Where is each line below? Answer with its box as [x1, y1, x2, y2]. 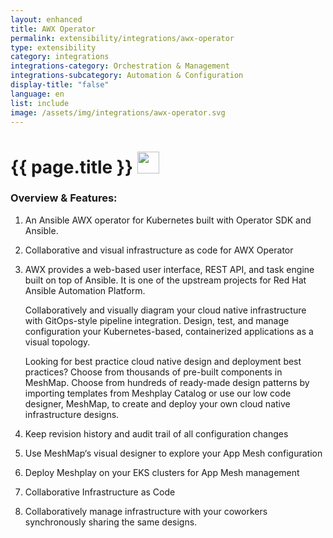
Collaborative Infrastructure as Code [24, 486, 176, 498]
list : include [10, 98, 70, 108]
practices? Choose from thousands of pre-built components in [24, 366, 283, 378]
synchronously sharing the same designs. [24, 516, 198, 528]
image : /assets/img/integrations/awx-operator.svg [10, 107, 226, 118]
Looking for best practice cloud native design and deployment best [24, 355, 302, 367]
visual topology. [24, 336, 91, 348]
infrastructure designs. [24, 408, 120, 420]
